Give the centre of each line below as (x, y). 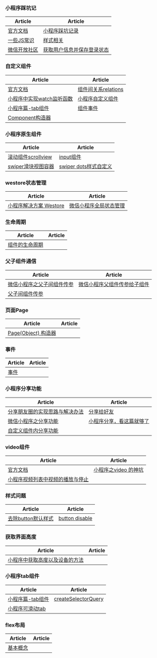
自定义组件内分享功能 (33, 430)
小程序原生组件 (23, 134)
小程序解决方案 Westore (36, 206)
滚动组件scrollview (30, 157)
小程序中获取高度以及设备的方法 (46, 560)
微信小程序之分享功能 (33, 421)
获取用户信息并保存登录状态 (76, 50)
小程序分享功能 (23, 389)
